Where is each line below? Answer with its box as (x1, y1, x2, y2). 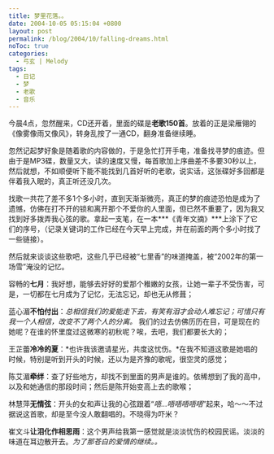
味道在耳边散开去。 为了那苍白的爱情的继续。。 (8, 437, 162, 447)
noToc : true (8, 42, 49, 50)
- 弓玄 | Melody (15, 58, 68, 66)
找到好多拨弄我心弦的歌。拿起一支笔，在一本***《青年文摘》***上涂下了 (8, 214, 251, 224)
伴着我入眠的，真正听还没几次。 (8, 177, 115, 186)
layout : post (8, 27, 53, 35)
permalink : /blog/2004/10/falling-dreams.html (8, 34, 169, 43)
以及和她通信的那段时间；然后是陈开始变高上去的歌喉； (8, 382, 194, 391)
